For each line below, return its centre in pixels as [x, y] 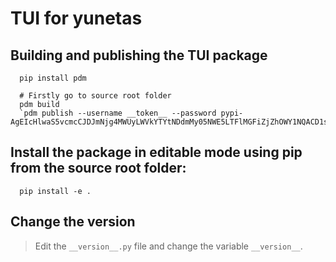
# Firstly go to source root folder [95, 96]
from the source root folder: [98, 168]
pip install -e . [55, 191]
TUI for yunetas [76, 18]
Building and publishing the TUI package [139, 55]
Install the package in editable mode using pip [156, 152]
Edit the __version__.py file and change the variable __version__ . [168, 246]
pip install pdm [53, 78]
